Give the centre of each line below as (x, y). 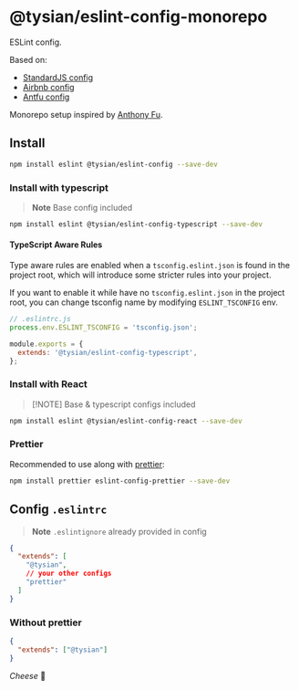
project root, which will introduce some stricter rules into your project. (140, 275)
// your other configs (69, 574)
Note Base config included (82, 207)
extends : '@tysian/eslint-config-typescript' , (108, 352)
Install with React (49, 384)
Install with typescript (59, 187)
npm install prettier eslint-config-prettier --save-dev (120, 481)
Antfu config (46, 97)
